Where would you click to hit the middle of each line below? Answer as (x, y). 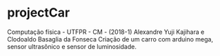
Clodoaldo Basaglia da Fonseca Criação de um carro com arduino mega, (110, 39)
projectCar (39, 13)
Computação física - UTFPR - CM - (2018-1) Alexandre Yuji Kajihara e (106, 32)
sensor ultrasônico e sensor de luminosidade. (72, 46)
